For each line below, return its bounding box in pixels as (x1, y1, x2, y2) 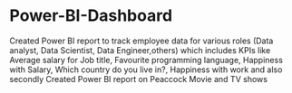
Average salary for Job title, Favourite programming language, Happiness (9, 54, 284, 65)
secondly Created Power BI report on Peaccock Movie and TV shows (9, 73, 268, 84)
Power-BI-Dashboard (9, 5, 173, 26)
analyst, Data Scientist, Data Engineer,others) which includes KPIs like (9, 44, 271, 55)
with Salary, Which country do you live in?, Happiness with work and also (9, 64, 283, 75)
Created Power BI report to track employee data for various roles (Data (9, 35, 274, 46)
